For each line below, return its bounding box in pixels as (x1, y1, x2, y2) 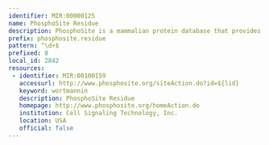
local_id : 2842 (8, 57, 60, 65)
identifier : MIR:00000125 (8, 11, 95, 20)
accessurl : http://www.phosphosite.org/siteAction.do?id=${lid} (19, 79, 240, 87)
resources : (8, 64, 45, 72)
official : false (19, 124, 74, 132)
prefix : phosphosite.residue (8, 34, 106, 43)
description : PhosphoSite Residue (19, 94, 135, 102)
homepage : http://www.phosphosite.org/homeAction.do (19, 101, 200, 110)
